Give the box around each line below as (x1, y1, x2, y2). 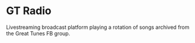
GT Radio (6, 4, 52, 18)
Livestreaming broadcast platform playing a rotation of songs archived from (6, 24, 190, 31)
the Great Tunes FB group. (6, 29, 71, 37)
